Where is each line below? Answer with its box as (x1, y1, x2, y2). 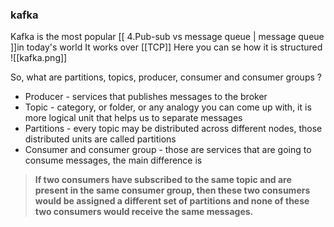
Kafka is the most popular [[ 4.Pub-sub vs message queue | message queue (10, 31, 325, 43)
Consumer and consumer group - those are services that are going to (24, 144, 312, 156)
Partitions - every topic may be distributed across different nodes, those (24, 123, 323, 135)
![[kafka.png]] (10, 52, 68, 64)
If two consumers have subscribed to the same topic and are (34, 174, 292, 186)
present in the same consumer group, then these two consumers (34, 184, 311, 197)
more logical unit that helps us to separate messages (24, 112, 243, 124)
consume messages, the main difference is (24, 154, 203, 167)
